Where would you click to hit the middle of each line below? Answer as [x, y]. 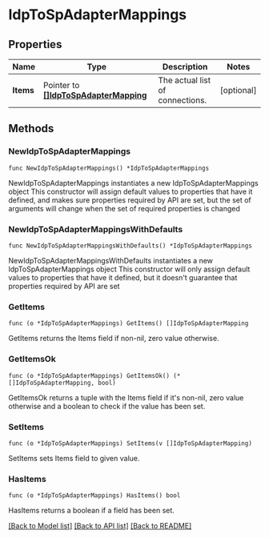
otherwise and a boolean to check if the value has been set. [107, 406]
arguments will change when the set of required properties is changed [124, 208]
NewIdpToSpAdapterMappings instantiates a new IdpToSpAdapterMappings [133, 183]
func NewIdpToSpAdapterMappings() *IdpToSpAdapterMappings [109, 168]
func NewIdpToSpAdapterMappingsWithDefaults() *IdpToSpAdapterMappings [130, 246]
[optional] [238, 90]
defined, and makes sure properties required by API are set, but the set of [130, 200]
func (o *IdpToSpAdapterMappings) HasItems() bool [94, 496]
